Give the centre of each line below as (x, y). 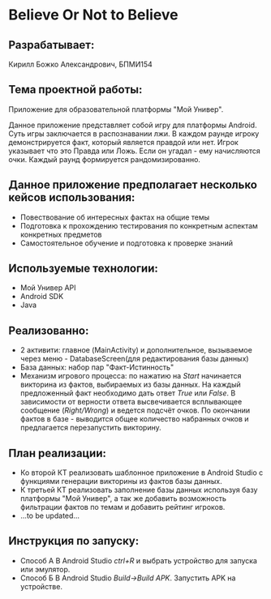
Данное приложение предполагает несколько (133, 185)
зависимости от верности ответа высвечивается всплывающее (131, 402)
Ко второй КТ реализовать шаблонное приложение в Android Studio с (142, 473)
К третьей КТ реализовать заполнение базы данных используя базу (139, 490)
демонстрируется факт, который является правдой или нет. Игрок (124, 142)
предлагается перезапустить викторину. (91, 428)
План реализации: (58, 453)
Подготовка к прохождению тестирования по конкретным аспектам (139, 225)
